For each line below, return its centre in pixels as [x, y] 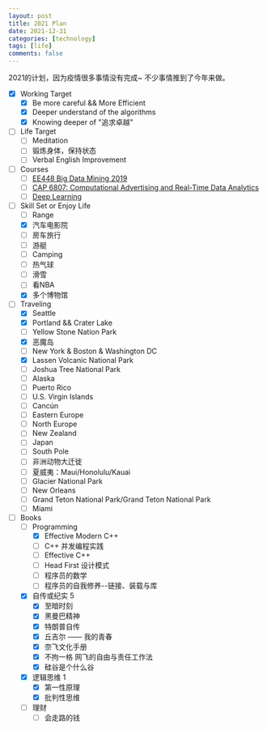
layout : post [30, 16]
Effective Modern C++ [81, 536]
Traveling [36, 304]
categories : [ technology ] [52, 38]
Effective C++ [67, 555]
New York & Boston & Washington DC [95, 351]
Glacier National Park [68, 481]
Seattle [44, 314]
